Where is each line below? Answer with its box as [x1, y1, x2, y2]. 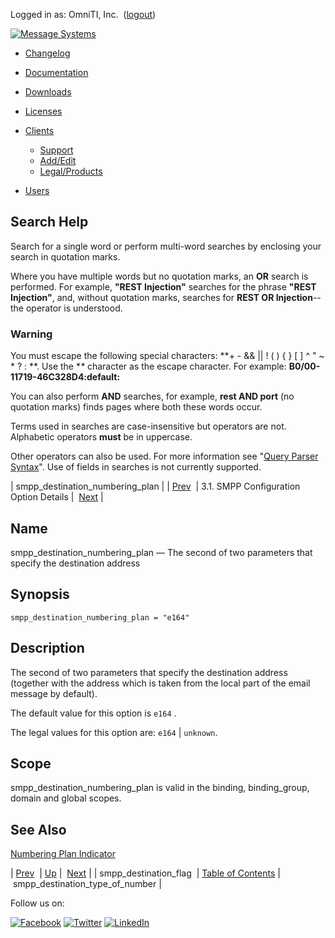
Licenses [24, 105, 63, 117]
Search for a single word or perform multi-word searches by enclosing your [10, 240, 322, 252]
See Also [10, 821, 67, 838]
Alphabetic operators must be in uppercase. [10, 431, 193, 443]
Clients [24, 125, 55, 136]
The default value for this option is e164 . [10, 707, 177, 719]
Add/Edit [39, 155, 77, 166]
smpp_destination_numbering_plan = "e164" [10, 612, 190, 623]
